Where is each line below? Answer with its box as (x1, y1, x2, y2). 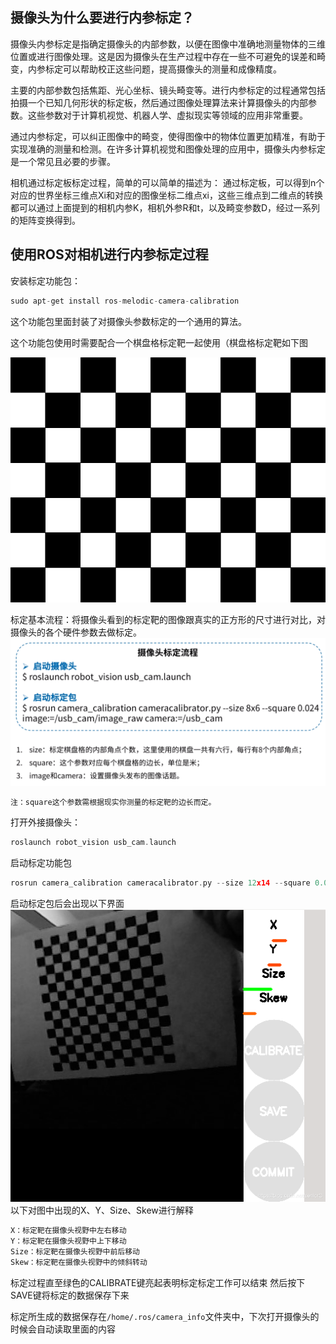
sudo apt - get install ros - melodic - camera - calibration (10, 296, 240, 306)
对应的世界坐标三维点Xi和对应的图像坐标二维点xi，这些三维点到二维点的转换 (10, 189, 323, 201)
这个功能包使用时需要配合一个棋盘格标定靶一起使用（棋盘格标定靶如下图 (10, 336, 308, 348)
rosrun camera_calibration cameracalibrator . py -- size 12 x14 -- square (10, 878, 311, 888)
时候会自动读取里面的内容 (10, 1323, 116, 1335)
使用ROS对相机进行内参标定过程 (10, 246, 209, 263)
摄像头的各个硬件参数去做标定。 (10, 626, 142, 638)
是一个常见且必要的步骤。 (10, 155, 116, 167)
